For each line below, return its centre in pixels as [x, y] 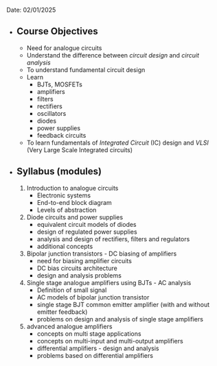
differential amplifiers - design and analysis [98, 348]
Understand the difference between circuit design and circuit [113, 55]
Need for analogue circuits [64, 48]
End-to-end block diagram [75, 202]
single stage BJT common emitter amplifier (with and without [123, 304]
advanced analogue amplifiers [69, 326]
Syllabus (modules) [59, 172]
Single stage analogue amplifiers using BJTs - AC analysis [109, 282]
